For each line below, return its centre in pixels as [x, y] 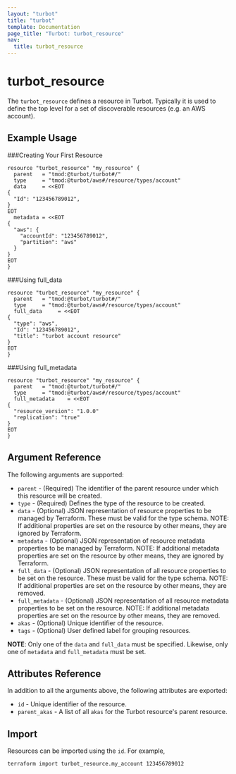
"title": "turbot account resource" [67, 336]
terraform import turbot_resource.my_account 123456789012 [96, 764]
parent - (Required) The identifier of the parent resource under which [118, 488]
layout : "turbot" [33, 14]
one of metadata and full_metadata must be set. [77, 651]
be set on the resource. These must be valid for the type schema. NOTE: [123, 578]
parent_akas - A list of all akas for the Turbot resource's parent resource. [122, 712]
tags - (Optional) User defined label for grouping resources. [104, 630]
